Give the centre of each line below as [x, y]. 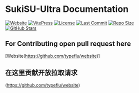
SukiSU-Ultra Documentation [67, 9]
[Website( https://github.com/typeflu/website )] [52, 56]
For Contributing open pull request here [68, 44]
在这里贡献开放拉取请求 [41, 73]
